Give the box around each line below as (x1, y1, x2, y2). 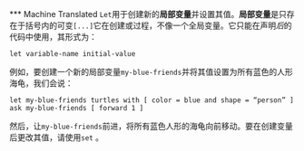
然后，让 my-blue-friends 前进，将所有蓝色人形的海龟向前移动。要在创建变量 (9, 121, 293, 131)
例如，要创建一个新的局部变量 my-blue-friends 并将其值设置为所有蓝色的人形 (9, 67, 293, 77)
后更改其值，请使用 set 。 (9, 132, 104, 143)
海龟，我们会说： (9, 78, 74, 89)
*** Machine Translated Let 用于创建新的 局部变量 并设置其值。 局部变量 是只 (9, 9, 288, 19)
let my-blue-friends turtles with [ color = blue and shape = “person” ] (9, 96, 295, 105)
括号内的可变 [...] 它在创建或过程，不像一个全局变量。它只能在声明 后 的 (25, 20, 292, 31)
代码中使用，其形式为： (9, 32, 97, 42)
